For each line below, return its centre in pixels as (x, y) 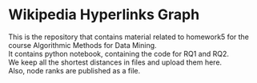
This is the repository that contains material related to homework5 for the (129, 37)
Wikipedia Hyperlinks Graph (104, 15)
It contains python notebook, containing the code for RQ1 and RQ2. (119, 53)
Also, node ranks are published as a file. (74, 70)
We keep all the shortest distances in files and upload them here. (115, 62)
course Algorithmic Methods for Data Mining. (83, 45)
